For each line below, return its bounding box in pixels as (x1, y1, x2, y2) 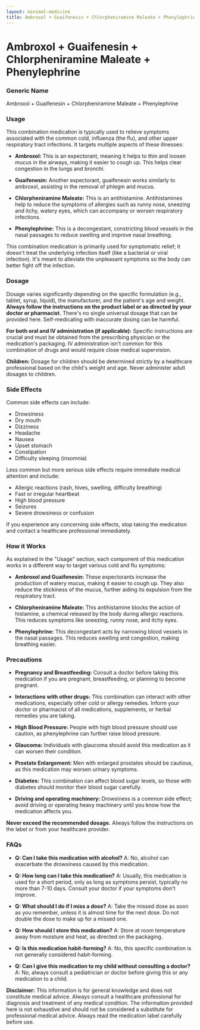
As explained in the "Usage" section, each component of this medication (6, 555, 185, 563)
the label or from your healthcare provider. (6, 826, 110, 833)
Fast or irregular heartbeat (14, 490, 80, 497)
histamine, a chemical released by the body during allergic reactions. (14, 610, 185, 617)
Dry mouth (14, 416, 41, 423)
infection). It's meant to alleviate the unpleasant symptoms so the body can (6, 255, 191, 263)
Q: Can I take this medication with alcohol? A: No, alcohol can (14, 854, 169, 861)
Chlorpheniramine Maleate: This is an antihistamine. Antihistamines (14, 195, 183, 202)
